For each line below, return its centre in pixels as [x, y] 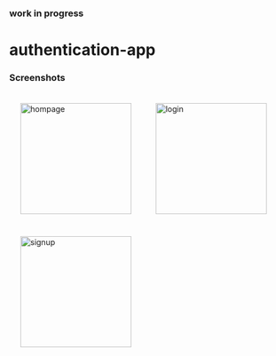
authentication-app [83, 50]
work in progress [47, 13]
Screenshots [37, 78]
